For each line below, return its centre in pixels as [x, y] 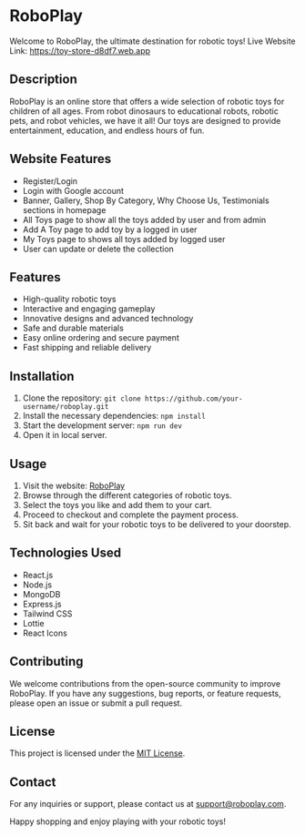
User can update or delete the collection [98, 249]
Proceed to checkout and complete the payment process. [131, 515]
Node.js [37, 585]
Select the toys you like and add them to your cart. [117, 505]
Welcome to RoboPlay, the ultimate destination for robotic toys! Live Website [152, 41]
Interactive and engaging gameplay [89, 309]
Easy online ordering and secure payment [101, 338]
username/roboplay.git [66, 407]
